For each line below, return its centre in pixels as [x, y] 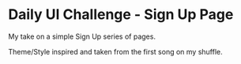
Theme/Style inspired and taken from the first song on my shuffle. [115, 51]
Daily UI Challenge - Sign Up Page [121, 15]
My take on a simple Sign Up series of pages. [82, 36]
